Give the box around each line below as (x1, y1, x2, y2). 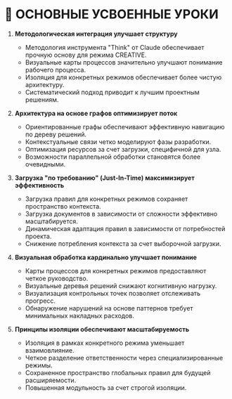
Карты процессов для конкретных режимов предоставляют (25, 266, 207, 275)
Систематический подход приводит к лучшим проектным (25, 88, 200, 96)
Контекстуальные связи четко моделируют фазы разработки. (25, 137, 212, 146)
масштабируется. (25, 217, 78, 225)
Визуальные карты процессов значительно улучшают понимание (25, 58, 224, 66)
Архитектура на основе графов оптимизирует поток (14, 109, 178, 117)
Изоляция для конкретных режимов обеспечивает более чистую (25, 73, 222, 81)
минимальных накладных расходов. (25, 311, 134, 320)
